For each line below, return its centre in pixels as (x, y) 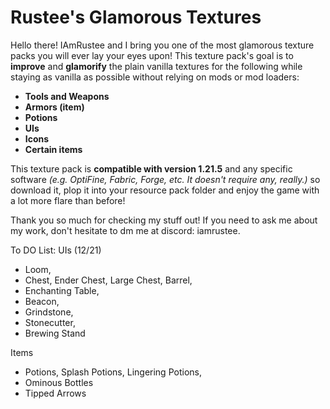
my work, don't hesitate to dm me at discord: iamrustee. (125, 230)
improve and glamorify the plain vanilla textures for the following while (156, 66)
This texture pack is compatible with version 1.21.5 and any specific (151, 168)
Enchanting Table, (62, 290)
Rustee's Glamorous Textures (136, 17)
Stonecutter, (50, 322)
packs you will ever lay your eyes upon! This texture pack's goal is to (152, 55)
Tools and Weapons (67, 96)
